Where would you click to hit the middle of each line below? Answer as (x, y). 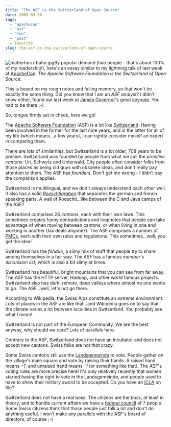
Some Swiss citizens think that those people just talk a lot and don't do (80, 408)
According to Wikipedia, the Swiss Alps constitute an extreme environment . (84, 298)
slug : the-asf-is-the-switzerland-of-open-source (59, 48)
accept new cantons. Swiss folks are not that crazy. (59, 345)
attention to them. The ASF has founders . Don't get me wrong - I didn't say (84, 173)
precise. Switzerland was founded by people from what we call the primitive (85, 156)
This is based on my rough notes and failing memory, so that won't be (79, 89)
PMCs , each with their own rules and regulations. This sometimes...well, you (86, 236)
